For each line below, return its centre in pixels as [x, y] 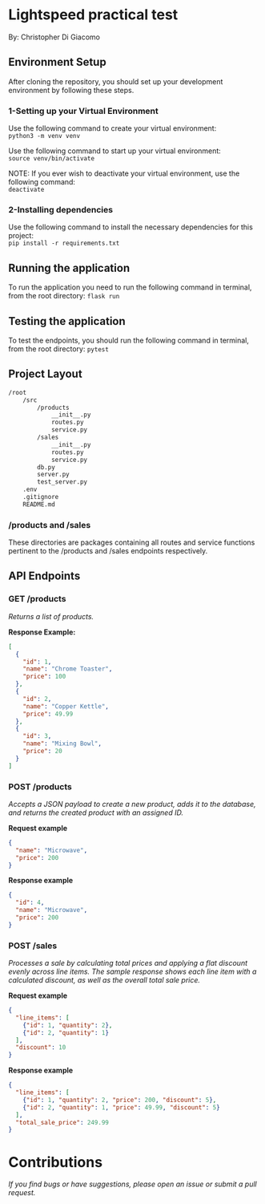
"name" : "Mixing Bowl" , [62, 744]
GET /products [37, 599]
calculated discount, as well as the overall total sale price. [104, 980]
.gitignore [41, 497]
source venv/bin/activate [51, 159]
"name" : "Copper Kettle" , [66, 706]
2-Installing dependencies [61, 209]
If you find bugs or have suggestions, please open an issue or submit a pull [133, 1184]
